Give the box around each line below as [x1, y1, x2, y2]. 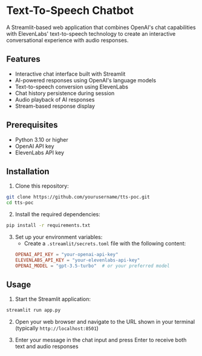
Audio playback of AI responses [15, 96, 95, 103]
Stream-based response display [15, 102, 96, 110]
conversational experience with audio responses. [6, 36, 129, 44]
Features [6, 54, 41, 64]
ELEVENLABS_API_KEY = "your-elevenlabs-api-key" [15, 257, 140, 263]
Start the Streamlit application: [15, 295, 91, 303]
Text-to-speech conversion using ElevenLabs [15, 83, 129, 90]
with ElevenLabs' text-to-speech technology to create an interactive [6, 30, 176, 37]
